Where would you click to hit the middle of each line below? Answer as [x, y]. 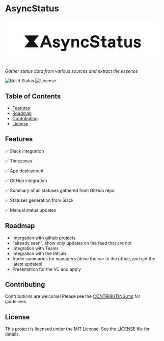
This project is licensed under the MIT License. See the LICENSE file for [78, 329]
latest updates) [27, 264]
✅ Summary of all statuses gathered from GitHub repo [60, 190]
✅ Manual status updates [31, 210]
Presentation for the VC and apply [46, 269]
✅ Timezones [19, 161]
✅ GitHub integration [26, 181]
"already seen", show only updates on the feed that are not [72, 243]
